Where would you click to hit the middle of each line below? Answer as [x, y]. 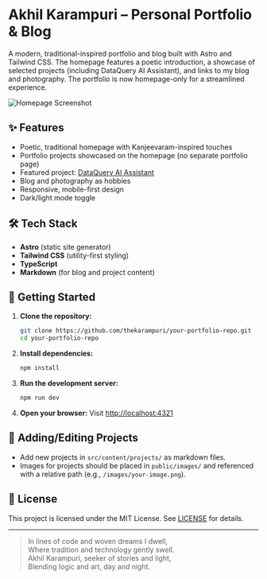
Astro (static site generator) [65, 247]
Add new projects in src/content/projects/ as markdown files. [123, 457]
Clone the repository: [56, 317]
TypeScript [39, 263]
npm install [39, 368]
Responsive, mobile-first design [72, 189]
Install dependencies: [56, 354]
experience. [28, 87]
